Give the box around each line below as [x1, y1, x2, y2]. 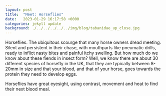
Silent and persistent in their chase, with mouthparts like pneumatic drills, [5, 45, 156, 51]
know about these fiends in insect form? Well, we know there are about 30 [5, 55, 158, 61]
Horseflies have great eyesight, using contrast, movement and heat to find [5, 81, 158, 87]
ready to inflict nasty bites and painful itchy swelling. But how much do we [5, 50, 158, 56]
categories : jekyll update [5, 21, 61, 26]
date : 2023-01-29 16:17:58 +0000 [5, 16, 79, 21]
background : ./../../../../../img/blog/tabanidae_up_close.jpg [5, 26, 140, 31]
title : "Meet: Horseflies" [5, 12, 64, 17]
